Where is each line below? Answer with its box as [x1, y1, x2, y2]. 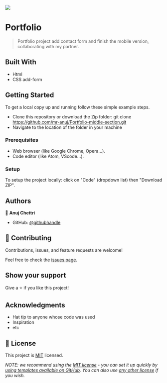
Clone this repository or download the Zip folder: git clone [12, 113, 132, 119]
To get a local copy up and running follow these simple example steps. [5, 104, 150, 110]
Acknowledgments [5, 301, 66, 309]
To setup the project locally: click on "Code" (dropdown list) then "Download [5, 177, 163, 183]
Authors [5, 196, 31, 205]
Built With [5, 58, 36, 67]
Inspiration [12, 319, 34, 325]
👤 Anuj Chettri [5, 209, 35, 216]
